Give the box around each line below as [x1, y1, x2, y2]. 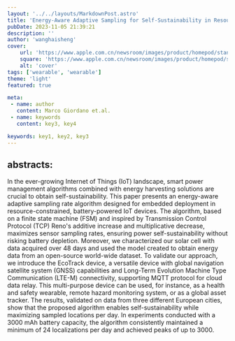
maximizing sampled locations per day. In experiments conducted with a [7, 311, 215, 319]
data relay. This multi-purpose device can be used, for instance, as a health [7, 281, 225, 290]
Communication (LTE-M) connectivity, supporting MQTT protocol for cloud [7, 274, 222, 282]
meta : [7, 94, 23, 101]
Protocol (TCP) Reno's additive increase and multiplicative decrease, [7, 222, 205, 231]
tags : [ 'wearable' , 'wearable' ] [7, 68, 101, 75]
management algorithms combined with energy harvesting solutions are [7, 184, 215, 193]
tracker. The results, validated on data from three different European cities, [7, 296, 222, 305]
